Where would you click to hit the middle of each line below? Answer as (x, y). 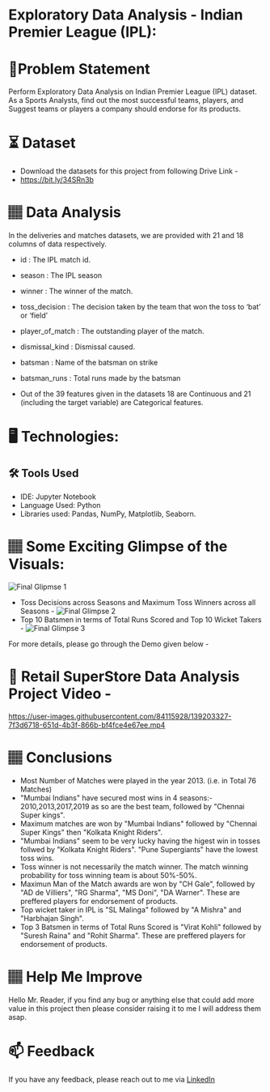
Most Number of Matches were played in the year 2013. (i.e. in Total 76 (138, 780)
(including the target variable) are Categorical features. (112, 402)
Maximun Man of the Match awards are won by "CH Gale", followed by (137, 884)
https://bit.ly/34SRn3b (57, 180)
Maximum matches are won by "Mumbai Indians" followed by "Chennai (138, 823)
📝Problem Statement (80, 69)
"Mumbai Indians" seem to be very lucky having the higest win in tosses (140, 841)
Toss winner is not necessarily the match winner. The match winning (134, 866)
